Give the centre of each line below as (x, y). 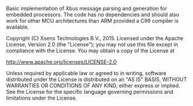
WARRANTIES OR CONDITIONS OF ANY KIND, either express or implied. (93, 86)
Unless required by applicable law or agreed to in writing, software (86, 73)
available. (18, 27)
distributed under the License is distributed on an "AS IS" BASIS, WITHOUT (96, 79)
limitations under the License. (42, 98)
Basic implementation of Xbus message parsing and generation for (87, 8)
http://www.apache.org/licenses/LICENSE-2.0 (61, 62)
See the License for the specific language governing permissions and (90, 92)
